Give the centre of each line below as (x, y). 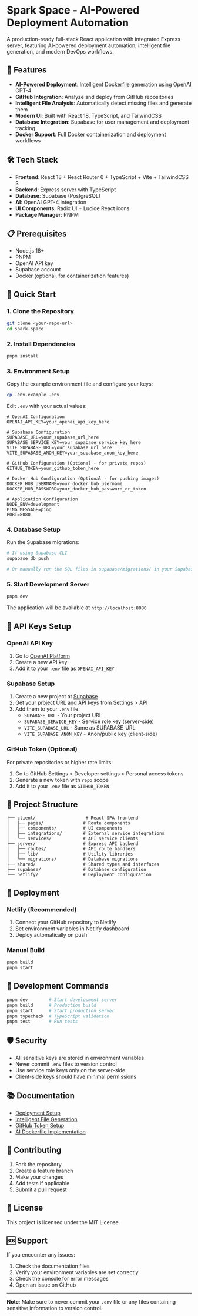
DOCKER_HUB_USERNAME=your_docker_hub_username (65, 484)
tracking (25, 128)
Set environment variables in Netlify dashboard (72, 929)
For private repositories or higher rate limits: (60, 762)
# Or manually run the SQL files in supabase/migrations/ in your (90, 569)
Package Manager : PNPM (47, 214)
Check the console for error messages (62, 1279)
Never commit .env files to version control (66, 1064)
